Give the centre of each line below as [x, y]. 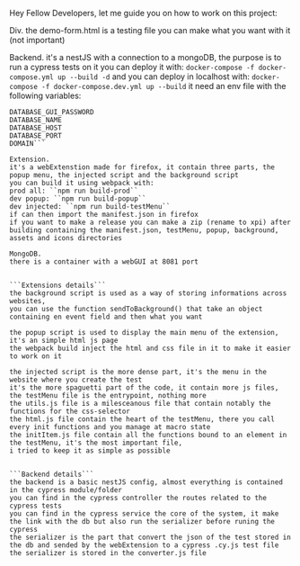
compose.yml [31, 77]
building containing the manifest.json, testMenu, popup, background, [144, 230]
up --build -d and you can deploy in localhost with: [153, 76]
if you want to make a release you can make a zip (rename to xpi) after [150, 222]
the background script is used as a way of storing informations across [148, 293]
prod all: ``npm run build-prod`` [74, 191]
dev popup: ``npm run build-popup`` [78, 199]
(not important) [37, 40]
